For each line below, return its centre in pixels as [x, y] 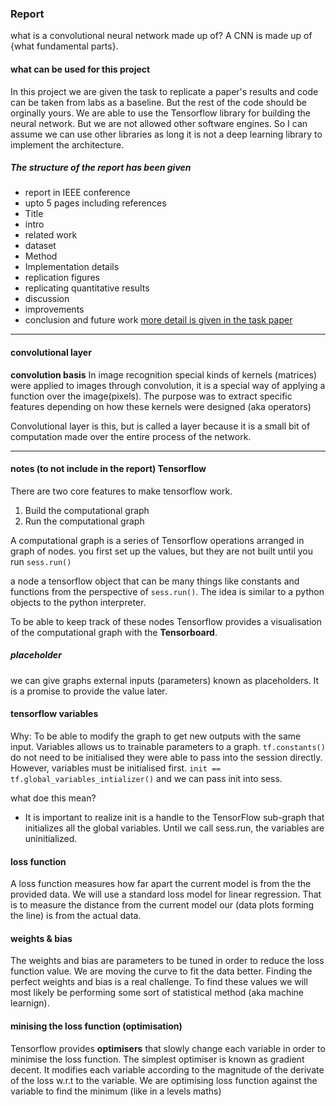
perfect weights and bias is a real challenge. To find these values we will [159, 982]
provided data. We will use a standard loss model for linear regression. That [166, 894]
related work [51, 235]
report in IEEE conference [77, 193]
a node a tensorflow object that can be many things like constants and [155, 581]
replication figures [62, 278]
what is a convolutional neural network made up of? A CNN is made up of [161, 36]
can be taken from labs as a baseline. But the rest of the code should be [158, 102]
